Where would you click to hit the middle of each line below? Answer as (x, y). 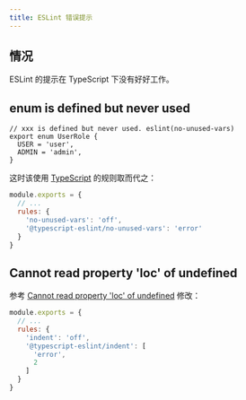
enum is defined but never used (100, 108)
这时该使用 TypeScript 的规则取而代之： (83, 178)
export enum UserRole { (54, 137)
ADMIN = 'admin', (50, 152)
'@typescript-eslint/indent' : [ (86, 346)
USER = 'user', (46, 144)
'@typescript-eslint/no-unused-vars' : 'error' (114, 228)
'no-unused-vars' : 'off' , (74, 220)
